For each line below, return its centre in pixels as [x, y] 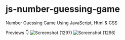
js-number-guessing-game [63, 9]
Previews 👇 [17, 33]
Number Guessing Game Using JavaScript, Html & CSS [62, 23]
